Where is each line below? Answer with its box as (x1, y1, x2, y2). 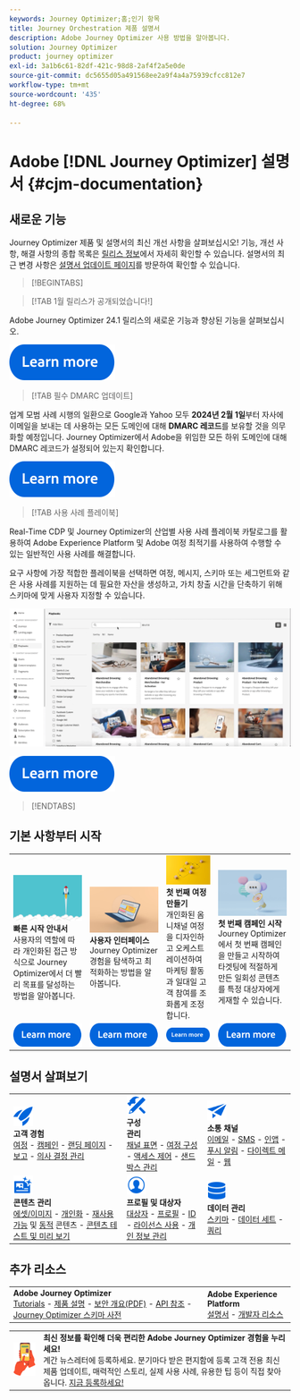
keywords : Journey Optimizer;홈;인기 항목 (9, 14, 161, 23)
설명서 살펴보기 (9, 1069, 88, 1084)
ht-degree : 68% (9, 99, 66, 108)
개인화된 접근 (21, 945, 69, 956)
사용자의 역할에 (12, 934, 66, 945)
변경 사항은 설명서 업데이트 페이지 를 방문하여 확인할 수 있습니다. (18, 259, 241, 270)
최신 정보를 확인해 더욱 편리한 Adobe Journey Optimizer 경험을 (43, 1333, 270, 1344)
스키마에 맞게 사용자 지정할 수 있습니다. (9, 590, 146, 601)
